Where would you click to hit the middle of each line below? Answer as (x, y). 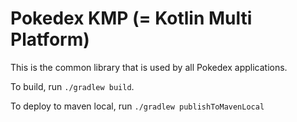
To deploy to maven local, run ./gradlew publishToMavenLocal (137, 106)
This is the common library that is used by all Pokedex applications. (149, 67)
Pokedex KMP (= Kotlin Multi (131, 18)
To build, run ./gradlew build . (72, 86)
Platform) (50, 39)
